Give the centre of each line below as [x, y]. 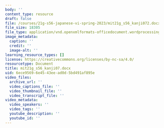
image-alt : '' [24, 50]
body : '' [14, 9]
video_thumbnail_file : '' [36, 91]
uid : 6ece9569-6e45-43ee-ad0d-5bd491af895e [50, 73]
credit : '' [20, 46]
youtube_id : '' [25, 118]
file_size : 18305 [23, 28]
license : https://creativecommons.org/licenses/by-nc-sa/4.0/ [70, 59]
